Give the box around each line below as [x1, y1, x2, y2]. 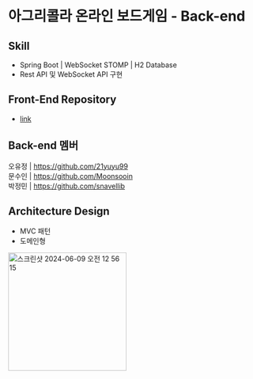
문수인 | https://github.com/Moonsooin [8, 171, 133, 180]
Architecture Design [8, 205, 110, 218]
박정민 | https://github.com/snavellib [8, 181, 125, 191]
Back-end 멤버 [8, 139, 79, 153]
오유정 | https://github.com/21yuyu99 [8, 161, 129, 171]
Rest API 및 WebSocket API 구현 [19, 70, 123, 79]
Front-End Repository [8, 93, 117, 107]
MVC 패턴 [19, 226, 51, 236]
